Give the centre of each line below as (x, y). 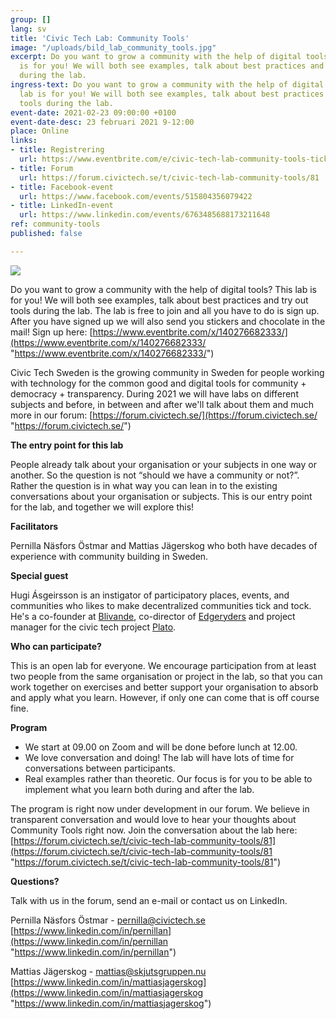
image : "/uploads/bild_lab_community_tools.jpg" (113, 47)
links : (24, 141)
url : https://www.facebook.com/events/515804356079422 (136, 196)
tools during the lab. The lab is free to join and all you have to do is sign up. (165, 310)
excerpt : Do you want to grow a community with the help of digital (156, 57)
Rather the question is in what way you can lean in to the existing (144, 485)
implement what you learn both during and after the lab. (139, 789)
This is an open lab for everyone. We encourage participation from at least (163, 665)
